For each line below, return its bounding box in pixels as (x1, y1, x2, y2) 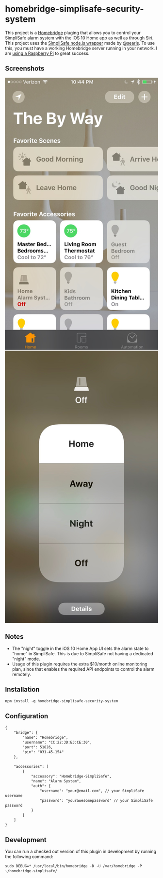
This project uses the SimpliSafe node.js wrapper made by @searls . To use (5, 40, 155, 46)
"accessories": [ (14, 764, 49, 769)
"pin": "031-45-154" (22, 750, 64, 755)
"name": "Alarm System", (31, 779, 81, 784)
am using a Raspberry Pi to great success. (5, 50, 90, 56)
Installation (5, 685, 40, 694)
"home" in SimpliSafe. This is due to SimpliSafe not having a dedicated (12, 650, 154, 656)
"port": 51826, (22, 745, 53, 750)
